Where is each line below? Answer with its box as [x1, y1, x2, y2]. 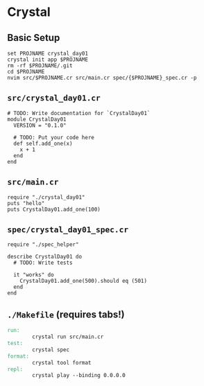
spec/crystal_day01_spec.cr [7, 225, 129, 235]
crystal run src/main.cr [32, 333, 104, 340]
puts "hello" [7, 200, 45, 207]
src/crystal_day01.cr [7, 93, 101, 103]
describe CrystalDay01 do [7, 254, 82, 261]
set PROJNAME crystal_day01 [7, 50, 89, 57]
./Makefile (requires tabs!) [7, 308, 125, 320]
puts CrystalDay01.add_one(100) [7, 206, 101, 213]
